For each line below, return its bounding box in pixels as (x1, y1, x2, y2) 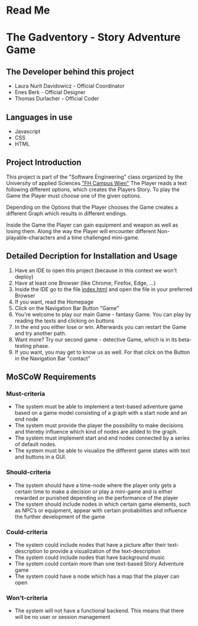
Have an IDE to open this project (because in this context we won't (14, 267, 177, 274)
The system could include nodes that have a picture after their (14, 541, 167, 548)
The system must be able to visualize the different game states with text (14, 447, 190, 454)
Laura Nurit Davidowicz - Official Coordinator (14, 82, 125, 89)
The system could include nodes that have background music (14, 554, 165, 561)
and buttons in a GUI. (14, 453, 67, 460)
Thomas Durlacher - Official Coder (14, 95, 99, 102)
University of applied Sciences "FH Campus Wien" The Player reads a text (6, 179, 187, 186)
